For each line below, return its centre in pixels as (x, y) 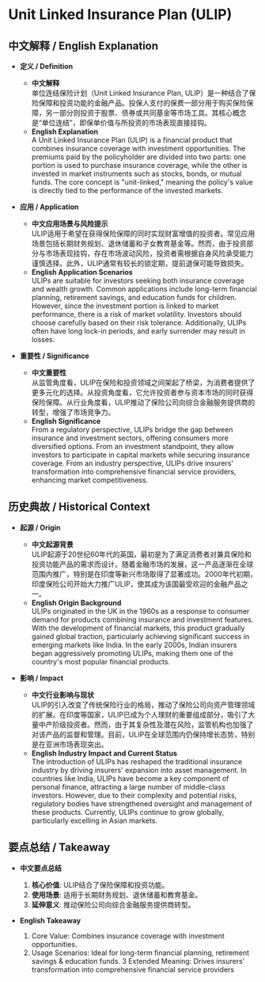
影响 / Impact (42, 678)
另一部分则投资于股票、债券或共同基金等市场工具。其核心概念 (146, 113)
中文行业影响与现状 (63, 695)
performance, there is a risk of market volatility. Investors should (136, 314)
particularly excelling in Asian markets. (95, 820)
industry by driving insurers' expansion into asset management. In (139, 770)
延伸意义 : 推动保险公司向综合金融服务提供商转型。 (113, 904)
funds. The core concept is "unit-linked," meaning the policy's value (142, 182)
